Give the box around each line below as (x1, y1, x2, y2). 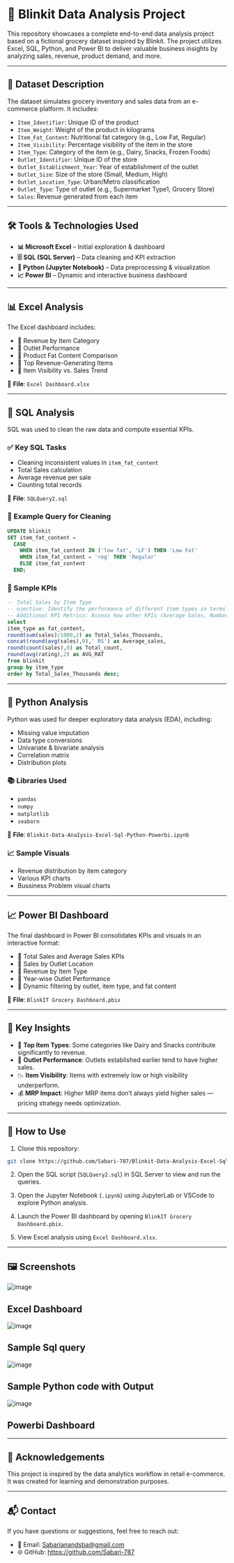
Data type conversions (17, 736, 82, 744)
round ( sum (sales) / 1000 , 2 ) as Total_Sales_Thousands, (7, 632, 164, 639)
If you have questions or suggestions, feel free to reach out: (7, 1527, 179, 1536)
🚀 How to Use (7, 1126, 66, 1137)
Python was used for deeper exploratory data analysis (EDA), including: (7, 715, 212, 723)
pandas (17, 796, 37, 803)
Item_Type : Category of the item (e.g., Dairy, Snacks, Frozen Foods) (17, 147, 211, 156)
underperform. (17, 1081, 60, 1089)
